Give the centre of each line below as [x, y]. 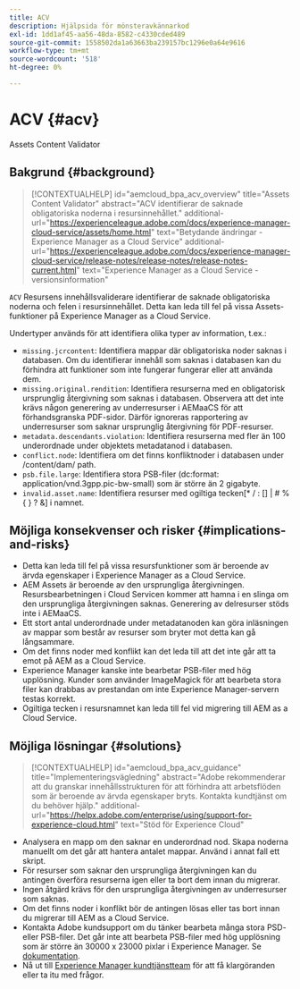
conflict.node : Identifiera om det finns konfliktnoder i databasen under [153, 455]
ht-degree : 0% [36, 68]
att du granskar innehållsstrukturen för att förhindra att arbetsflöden [156, 787]
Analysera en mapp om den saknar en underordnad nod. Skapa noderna [155, 842]
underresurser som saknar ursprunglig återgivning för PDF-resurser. [148, 427]
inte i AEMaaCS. [52, 613]
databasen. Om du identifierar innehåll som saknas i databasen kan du [151, 359]
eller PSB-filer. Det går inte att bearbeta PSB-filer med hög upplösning [151, 937]
